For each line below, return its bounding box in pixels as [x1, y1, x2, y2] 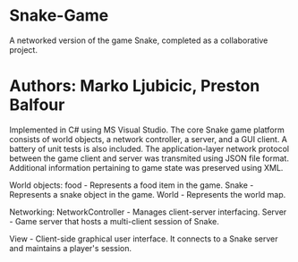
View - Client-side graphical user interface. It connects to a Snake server [9, 233, 278, 244]
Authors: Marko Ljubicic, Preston [9, 76, 260, 97]
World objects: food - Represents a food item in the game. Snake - [9, 180, 254, 190]
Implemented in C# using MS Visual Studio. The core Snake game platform [9, 124, 285, 135]
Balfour [9, 95, 65, 115]
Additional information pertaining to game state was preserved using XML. [9, 162, 284, 173]
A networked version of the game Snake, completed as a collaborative [9, 35, 268, 46]
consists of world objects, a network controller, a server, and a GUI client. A [9, 133, 288, 144]
